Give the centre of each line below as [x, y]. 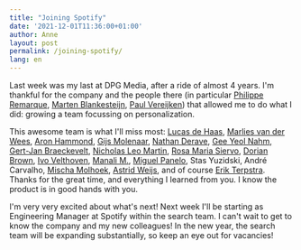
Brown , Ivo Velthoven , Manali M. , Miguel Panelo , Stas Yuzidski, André [138, 160]
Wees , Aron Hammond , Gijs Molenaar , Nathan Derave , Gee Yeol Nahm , [141, 141]
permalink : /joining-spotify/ [66, 51]
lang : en [26, 60]
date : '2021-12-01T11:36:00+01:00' [76, 26]
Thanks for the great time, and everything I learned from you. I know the [143, 180]
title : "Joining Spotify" [58, 18]
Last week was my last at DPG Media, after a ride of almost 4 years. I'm [142, 85]
